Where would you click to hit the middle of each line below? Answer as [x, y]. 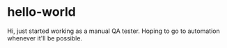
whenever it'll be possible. [45, 38]
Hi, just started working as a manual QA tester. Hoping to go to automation [114, 31]
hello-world [42, 12]
